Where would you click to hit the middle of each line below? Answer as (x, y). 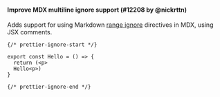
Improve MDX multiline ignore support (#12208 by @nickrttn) (97, 10)
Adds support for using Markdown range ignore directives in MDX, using (110, 25)
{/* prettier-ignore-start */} (52, 45)
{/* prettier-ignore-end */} (49, 87)
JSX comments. (30, 32)
